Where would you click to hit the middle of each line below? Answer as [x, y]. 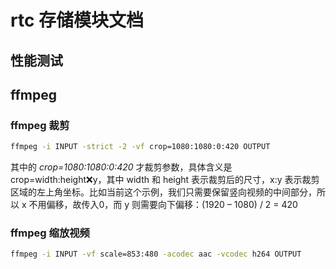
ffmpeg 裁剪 [40, 125]
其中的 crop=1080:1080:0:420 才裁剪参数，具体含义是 [121, 167]
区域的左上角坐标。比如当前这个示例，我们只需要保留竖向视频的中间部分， [163, 192]
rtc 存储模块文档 [77, 20]
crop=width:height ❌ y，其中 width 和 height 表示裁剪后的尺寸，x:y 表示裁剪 [165, 180]
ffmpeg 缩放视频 [50, 233]
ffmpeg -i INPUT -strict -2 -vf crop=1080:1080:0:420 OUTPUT [140, 147]
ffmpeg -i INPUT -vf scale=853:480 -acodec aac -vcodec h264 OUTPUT [156, 254]
